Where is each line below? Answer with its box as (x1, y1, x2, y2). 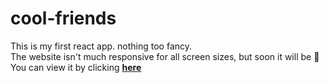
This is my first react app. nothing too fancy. (10, 40, 193, 52)
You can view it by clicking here (10, 61, 142, 73)
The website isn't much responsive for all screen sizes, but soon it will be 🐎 (10, 50, 320, 62)
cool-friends (10, 7, 117, 30)
